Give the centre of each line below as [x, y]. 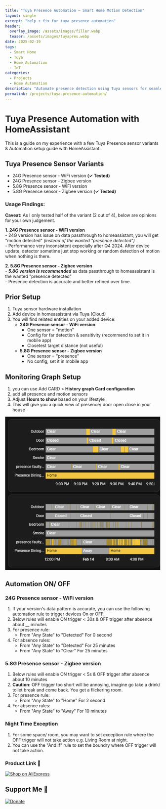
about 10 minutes [30, 680]
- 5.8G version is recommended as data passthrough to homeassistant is [80, 271]
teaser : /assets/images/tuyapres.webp [50, 37]
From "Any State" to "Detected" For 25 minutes [67, 645]
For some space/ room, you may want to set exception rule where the [83, 734]
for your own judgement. [30, 220]
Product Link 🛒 [23, 763]
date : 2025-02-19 [23, 42]
